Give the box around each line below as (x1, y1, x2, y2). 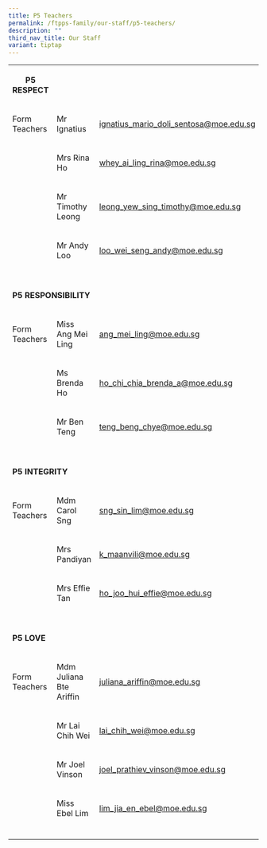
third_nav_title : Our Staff (8, 33, 102, 42)
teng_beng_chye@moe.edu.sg (99, 422, 213, 433)
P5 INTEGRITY (12, 466, 68, 477)
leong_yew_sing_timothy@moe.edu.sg (99, 201, 242, 212)
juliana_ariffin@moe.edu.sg (99, 677, 201, 688)
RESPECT (12, 84, 49, 96)
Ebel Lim (56, 808, 89, 819)
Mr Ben (56, 416, 84, 427)
